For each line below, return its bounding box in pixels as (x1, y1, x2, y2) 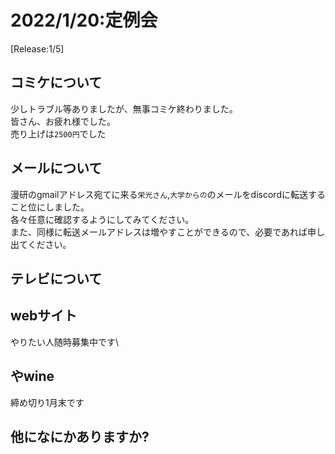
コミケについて (10, 74, 103, 91)
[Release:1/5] (10, 42, 65, 55)
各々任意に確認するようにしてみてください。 (10, 213, 195, 225)
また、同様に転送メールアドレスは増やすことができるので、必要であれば (10, 226, 308, 238)
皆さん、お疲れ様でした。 (10, 115, 116, 127)
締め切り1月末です (10, 396, 85, 408)
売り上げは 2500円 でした (10, 127, 107, 140)
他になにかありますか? (10, 428, 150, 445)
